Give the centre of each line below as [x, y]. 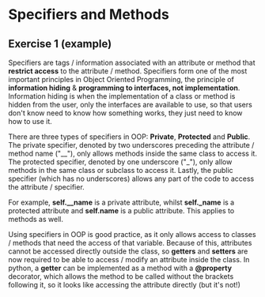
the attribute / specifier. [46, 187]
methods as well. [36, 219]
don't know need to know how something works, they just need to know [125, 113]
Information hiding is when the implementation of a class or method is [122, 96]
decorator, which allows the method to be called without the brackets [121, 276]
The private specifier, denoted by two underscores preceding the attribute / [131, 145]
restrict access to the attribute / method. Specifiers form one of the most [128, 71]
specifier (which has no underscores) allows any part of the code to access [131, 179]
